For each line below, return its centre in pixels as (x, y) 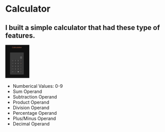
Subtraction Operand (35, 97)
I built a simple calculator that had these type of (82, 28)
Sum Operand (27, 91)
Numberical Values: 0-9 (38, 86)
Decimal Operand (31, 124)
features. (20, 35)
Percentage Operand (35, 113)
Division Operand (31, 108)
